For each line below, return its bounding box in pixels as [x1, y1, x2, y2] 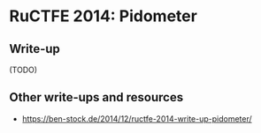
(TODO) [9, 64, 38, 75]
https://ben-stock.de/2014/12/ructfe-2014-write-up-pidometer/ [21, 113, 252, 124]
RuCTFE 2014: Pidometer [9, 6, 197, 26]
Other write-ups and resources [9, 90, 184, 105]
